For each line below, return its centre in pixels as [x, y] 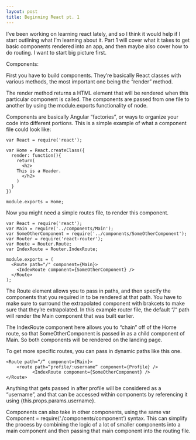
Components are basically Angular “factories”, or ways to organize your [92, 117]
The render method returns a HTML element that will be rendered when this [97, 93]
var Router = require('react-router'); [55, 239]
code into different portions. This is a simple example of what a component [97, 123]
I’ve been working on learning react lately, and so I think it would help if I [93, 33]
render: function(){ [36, 155]
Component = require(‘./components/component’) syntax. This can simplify [97, 418]
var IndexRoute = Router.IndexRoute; [52, 249]
